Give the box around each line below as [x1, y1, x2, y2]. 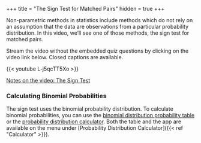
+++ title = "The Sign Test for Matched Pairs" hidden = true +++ [6, 5, 165, 12]
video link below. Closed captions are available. [6, 54, 124, 60]
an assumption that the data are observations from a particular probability [6, 23, 189, 30]
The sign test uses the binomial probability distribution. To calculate [6, 105, 174, 112]
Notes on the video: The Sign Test [6, 77, 91, 84]
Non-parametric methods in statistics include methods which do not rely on [6, 17, 193, 23]
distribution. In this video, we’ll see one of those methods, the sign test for [6, 29, 190, 36]
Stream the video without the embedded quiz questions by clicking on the [6, 47, 189, 54]
